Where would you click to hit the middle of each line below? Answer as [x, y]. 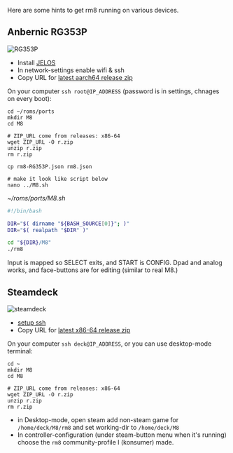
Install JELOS [36, 62]
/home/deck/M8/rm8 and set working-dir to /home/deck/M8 [98, 427]
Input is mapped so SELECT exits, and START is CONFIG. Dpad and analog [115, 263]
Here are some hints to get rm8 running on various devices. [93, 10]
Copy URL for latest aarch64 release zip [75, 77]
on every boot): [29, 98]
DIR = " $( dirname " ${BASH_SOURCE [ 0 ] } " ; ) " [69, 224]
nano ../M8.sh [28, 185]
